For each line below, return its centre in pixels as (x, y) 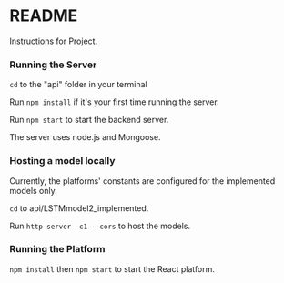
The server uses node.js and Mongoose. (85, 137)
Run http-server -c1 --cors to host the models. (100, 226)
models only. (33, 190)
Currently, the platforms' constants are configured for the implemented (142, 181)
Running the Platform (57, 249)
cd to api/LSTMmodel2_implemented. (79, 208)
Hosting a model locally (62, 161)
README (44, 16)
